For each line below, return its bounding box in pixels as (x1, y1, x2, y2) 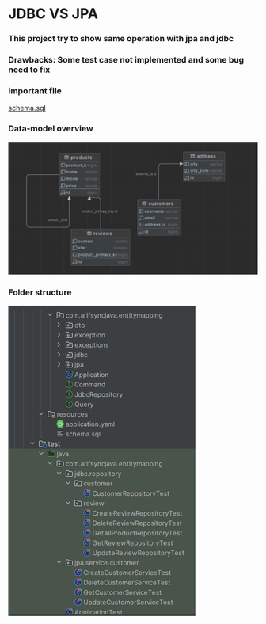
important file (8, 85, 62, 96)
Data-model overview (8, 124, 93, 135)
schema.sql (8, 104, 46, 113)
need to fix (8, 64, 51, 75)
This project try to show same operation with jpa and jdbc (8, 33, 234, 44)
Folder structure (8, 287, 72, 298)
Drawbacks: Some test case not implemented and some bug (8, 55, 245, 66)
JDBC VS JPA (8, 5, 99, 23)
